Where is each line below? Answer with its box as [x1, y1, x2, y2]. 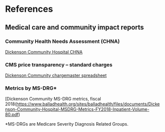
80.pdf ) [5, 112, 21, 118]
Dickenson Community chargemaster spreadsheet [5, 72, 107, 78]
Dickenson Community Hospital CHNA [5, 49, 82, 55]
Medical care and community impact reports [5, 23, 144, 32]
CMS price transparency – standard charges [5, 61, 113, 68]
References [5, 3, 53, 15]
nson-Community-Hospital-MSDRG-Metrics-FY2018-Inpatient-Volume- [5, 106, 150, 112]
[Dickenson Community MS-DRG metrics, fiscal [5, 96, 102, 102]
